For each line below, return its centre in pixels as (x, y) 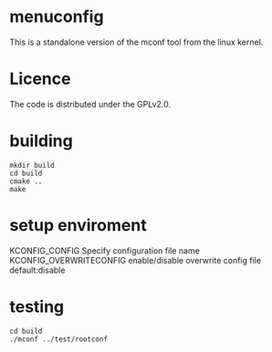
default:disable (37, 270)
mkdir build (32, 165)
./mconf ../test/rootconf (58, 339)
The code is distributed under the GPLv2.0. (90, 104)
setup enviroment (78, 225)
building (41, 141)
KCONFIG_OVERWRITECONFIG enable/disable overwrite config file (136, 260)
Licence (40, 79)
